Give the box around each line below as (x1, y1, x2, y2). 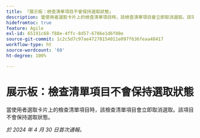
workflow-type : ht (6, 42, 52, 48)
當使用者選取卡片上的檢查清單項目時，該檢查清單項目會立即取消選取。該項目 (6, 106, 194, 113)
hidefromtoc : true (6, 20, 52, 25)
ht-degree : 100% (6, 53, 46, 59)
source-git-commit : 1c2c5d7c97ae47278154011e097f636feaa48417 (6, 36, 164, 42)
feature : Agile (6, 25, 44, 31)
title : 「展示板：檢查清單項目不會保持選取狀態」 (6, 8, 114, 15)
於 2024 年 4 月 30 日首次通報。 (6, 126, 85, 133)
